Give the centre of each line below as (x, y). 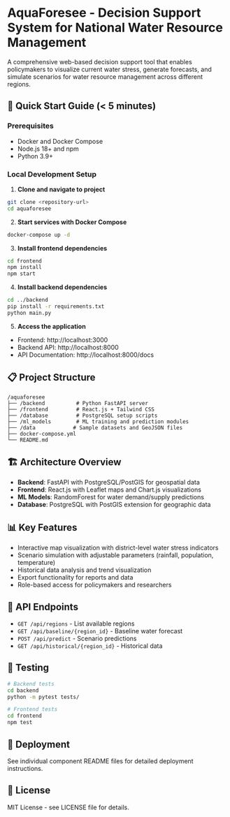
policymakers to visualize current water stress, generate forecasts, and (109, 69)
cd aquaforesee (29, 208)
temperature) (36, 563)
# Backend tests (31, 684)
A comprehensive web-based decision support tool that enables (100, 61)
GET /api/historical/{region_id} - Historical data (90, 646)
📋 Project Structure (51, 377)
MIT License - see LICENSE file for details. (68, 807)
